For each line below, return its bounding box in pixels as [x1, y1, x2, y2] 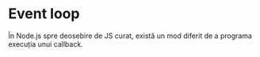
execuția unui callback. [8, 39, 83, 48]
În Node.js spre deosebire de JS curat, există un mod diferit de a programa [8, 31, 252, 40]
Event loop [8, 5, 80, 23]
